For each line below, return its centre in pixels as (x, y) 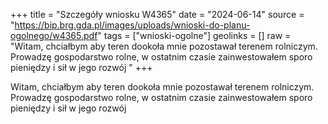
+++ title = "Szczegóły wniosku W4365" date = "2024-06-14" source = (157, 14)
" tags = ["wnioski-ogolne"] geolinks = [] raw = (194, 35)
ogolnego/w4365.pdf (54, 35)
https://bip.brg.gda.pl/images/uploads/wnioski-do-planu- (132, 25)
